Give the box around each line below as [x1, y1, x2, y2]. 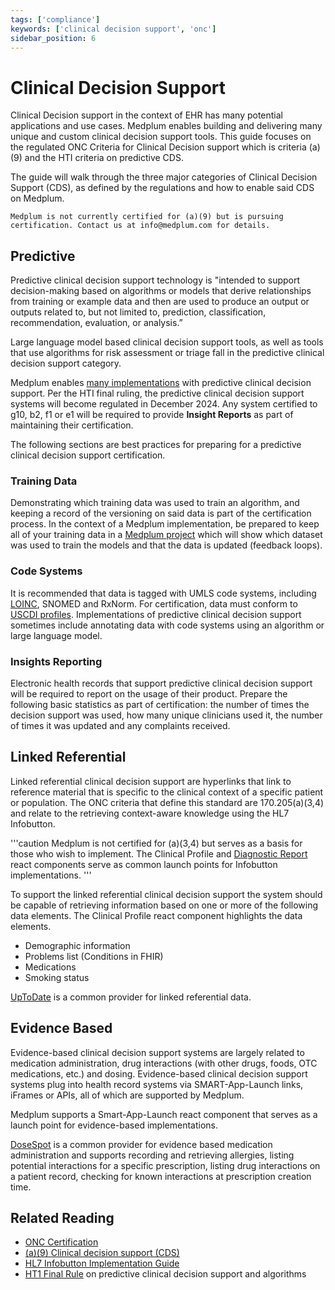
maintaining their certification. [10, 419, 134, 431]
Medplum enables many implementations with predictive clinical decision [10, 377, 312, 389]
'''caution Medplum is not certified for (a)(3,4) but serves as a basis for [10, 837, 303, 849]
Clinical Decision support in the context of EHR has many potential [10, 109, 284, 121]
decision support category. [10, 357, 122, 370]
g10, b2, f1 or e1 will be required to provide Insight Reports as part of [10, 409, 294, 421]
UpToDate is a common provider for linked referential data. [10, 991, 252, 1003]
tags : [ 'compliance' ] [10, 14, 101, 25]
